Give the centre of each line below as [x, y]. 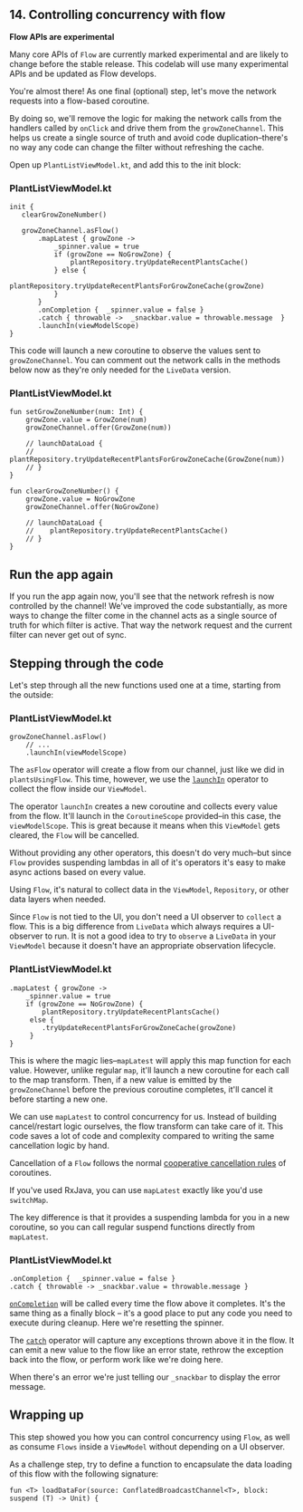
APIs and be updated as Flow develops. [83, 73]
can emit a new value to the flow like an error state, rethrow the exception [147, 1350]
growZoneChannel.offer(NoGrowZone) [93, 507]
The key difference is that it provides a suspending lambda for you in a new [150, 1217]
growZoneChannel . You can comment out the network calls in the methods [145, 361]
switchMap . [29, 1199]
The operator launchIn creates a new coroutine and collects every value [144, 806]
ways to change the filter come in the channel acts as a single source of [143, 616]
